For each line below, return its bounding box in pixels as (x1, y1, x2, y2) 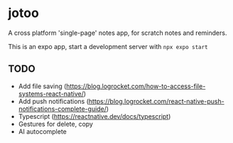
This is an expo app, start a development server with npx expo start (8, 42, 208, 51)
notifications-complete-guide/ (18, 105, 107, 113)
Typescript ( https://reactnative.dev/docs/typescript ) (18, 112, 171, 120)
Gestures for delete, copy (18, 120, 93, 128)
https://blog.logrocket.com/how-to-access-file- (65, 82, 206, 90)
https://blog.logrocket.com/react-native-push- (88, 97, 224, 105)
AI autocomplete (18, 127, 67, 136)
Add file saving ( (18, 82, 67, 90)
